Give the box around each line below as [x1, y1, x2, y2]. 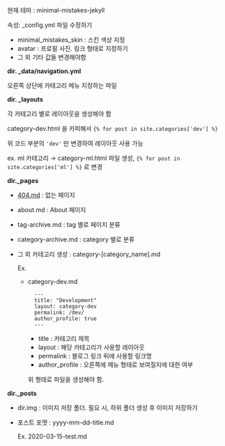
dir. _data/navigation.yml [7, 67, 82, 75]
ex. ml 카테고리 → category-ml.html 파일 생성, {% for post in [7, 154, 180, 162]
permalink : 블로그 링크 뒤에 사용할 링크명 [38, 352, 152, 360]
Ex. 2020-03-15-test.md [17, 432, 87, 440]
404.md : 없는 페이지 [17, 191, 75, 199]
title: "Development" [33, 297, 98, 304]
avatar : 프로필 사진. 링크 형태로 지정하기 [17, 45, 128, 52]
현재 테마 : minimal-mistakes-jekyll [7, 6, 105, 14]
